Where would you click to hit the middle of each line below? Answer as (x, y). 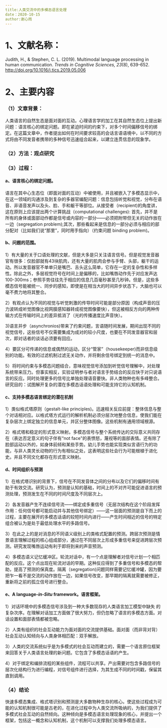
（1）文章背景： (24, 109)
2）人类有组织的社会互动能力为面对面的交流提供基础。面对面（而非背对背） (83, 629)
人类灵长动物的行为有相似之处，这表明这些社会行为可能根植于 (85, 451)
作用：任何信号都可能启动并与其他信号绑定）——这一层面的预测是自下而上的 (83, 511)
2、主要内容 (30, 92)
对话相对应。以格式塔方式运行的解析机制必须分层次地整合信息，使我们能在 (85, 415)
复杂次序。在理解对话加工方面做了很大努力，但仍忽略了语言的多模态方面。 (81, 613)
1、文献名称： (33, 45)
